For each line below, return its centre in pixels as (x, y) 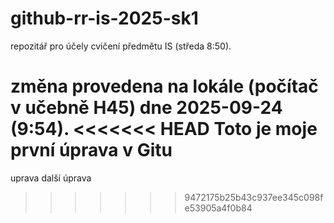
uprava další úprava (51, 178)
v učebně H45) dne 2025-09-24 (146, 108)
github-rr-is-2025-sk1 (104, 18)
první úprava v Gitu (91, 150)
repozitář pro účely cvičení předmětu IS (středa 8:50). (121, 46)
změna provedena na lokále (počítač (164, 86)
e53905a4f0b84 (218, 208)
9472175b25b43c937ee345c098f (254, 197)
